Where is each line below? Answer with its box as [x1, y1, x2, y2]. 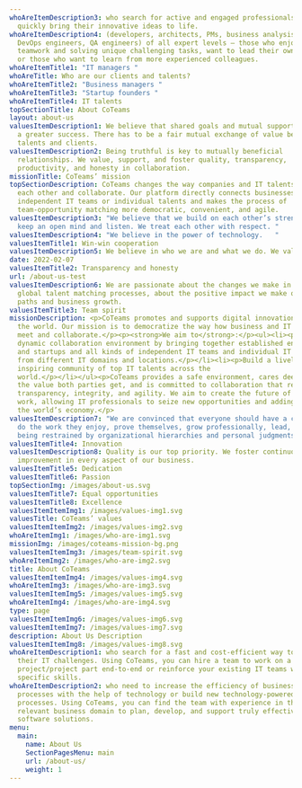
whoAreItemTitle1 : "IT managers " [9, 64, 139, 73]
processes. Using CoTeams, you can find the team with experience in [17, 698, 283, 707]
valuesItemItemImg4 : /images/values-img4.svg [9, 572, 182, 582]
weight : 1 [25, 765, 63, 774]
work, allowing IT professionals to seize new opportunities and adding [17, 397, 296, 407]
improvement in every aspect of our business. [17, 456, 195, 465]
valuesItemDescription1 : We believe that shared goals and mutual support [9, 122, 296, 131]
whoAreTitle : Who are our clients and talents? [9, 72, 191, 81]
